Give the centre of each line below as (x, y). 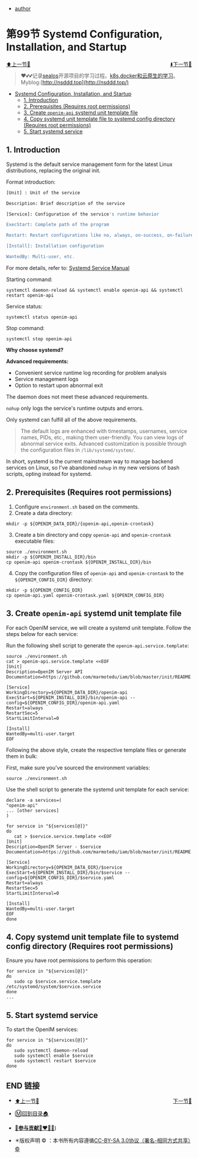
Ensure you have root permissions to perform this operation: (79, 960)
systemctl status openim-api (42, 317)
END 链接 (23, 1086)
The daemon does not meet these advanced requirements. (77, 397)
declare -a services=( (34, 800)
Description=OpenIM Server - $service (54, 847)
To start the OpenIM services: (42, 1029)
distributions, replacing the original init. (54, 170)
